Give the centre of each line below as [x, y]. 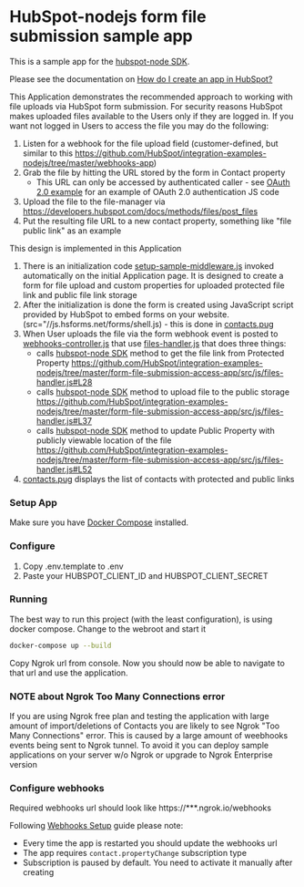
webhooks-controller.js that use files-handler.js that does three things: [154, 343]
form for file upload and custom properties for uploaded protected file [153, 285]
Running [29, 599]
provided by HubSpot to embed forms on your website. [126, 314]
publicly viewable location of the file [104, 440]
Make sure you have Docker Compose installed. [99, 522]
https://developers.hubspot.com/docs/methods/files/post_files [140, 211]
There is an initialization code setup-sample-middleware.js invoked [148, 265]
